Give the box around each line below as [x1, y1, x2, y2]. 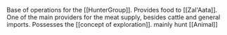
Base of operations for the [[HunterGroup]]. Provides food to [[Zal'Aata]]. [6, 6, 218, 14]
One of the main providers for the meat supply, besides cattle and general [6, 13, 221, 21]
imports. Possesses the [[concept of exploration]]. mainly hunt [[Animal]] [6, 21, 219, 28]
